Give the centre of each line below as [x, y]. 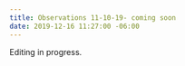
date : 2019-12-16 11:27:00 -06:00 [75, 26]
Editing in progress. [46, 52]
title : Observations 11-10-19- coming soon [93, 18]
